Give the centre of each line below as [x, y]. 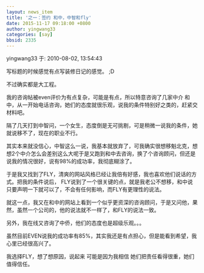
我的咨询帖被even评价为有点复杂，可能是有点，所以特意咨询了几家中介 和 [98, 97]
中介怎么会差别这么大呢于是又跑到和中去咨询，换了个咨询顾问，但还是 [108, 154]
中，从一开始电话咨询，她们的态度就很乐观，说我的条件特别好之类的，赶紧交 [102, 105]
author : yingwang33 [31, 29]
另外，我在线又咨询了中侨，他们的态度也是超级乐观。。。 [75, 223]
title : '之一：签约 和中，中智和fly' [49, 18]
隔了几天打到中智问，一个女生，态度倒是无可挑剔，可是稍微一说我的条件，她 [102, 125]
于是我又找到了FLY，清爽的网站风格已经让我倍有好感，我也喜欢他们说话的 [99, 174]
